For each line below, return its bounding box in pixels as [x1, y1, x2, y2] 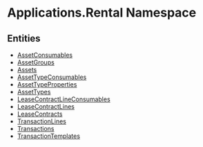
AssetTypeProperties [17, 80, 77, 88]
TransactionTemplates [17, 132, 81, 140]
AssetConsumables [17, 51, 73, 59]
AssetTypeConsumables [17, 73, 87, 81]
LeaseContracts [17, 110, 63, 118]
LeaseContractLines [17, 103, 75, 110]
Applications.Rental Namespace [7, 5, 197, 21]
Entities [7, 33, 41, 44]
